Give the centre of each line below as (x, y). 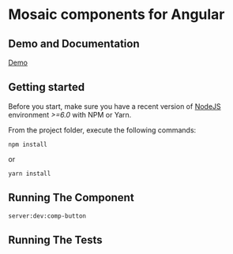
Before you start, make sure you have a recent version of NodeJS (115, 106)
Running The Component (71, 198)
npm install (28, 144)
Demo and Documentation (74, 44)
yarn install (30, 174)
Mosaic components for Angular (116, 15)
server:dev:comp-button (47, 216)
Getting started (47, 87)
